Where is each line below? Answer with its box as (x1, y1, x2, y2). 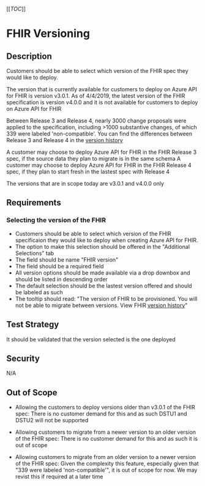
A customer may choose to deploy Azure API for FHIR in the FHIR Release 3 (6, 148, 197, 156)
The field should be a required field (15, 262, 104, 270)
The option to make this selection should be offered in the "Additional (15, 243, 190, 250)
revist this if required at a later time (15, 473, 103, 480)
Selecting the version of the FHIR (6, 216, 106, 224)
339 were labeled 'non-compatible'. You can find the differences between (6, 130, 193, 137)
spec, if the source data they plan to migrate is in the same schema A (6, 155, 181, 162)
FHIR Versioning (6, 27, 91, 40)
